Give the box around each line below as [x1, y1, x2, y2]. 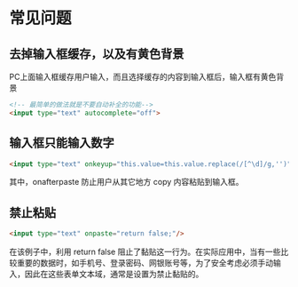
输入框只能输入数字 [9, 135, 114, 151]
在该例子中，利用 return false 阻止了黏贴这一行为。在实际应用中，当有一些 [9, 246, 281, 258]
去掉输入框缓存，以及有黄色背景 [9, 46, 184, 61]
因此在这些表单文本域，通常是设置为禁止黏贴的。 [24, 268, 204, 280]
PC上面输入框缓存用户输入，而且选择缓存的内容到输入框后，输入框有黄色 [9, 72, 277, 82]
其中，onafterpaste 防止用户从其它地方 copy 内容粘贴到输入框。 [9, 177, 244, 187]
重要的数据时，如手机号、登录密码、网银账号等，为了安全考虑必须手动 [16, 258, 273, 268]
